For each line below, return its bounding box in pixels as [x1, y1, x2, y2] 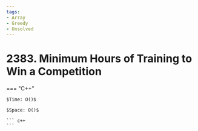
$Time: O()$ [6, 96, 36, 103]
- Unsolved [6, 25, 34, 32]
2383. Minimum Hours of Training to [6, 52, 193, 65]
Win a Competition [6, 65, 102, 79]
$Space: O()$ [6, 107, 39, 113]
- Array [6, 15, 26, 21]
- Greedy [6, 20, 28, 26]
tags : [6, 8, 20, 15]
